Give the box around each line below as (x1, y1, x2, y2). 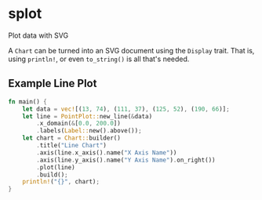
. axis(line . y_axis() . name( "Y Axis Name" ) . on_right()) (36, 156, 216, 164)
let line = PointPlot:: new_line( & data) (22, 112, 153, 120)
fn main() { (8, 97, 47, 106)
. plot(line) (36, 163, 76, 171)
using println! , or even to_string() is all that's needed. (8, 54, 190, 64)
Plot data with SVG (8, 31, 69, 40)
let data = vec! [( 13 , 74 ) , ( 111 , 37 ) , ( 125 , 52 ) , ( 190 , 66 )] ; (22, 105, 230, 113)
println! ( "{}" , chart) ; (22, 178, 100, 186)
